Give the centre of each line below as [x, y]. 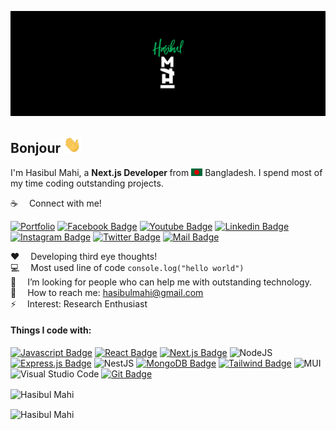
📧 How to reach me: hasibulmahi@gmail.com [107, 292]
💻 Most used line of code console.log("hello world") [127, 267]
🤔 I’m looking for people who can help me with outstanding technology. [161, 282]
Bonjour [36, 148]
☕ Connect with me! [56, 203]
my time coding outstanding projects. [87, 183]
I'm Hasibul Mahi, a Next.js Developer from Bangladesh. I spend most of [166, 172]
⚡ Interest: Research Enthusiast [79, 303]
